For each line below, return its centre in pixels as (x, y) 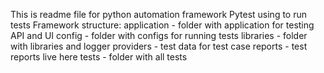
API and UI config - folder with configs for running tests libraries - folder (159, 35)
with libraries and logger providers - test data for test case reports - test (159, 46)
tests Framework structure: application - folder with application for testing (162, 25)
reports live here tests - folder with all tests (99, 57)
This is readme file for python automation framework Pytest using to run (159, 14)
